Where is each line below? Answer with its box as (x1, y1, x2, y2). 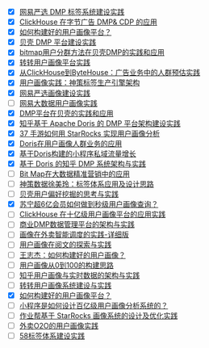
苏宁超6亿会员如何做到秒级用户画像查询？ (19, 199, 159, 209)
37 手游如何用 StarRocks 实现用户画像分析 (19, 128, 161, 138)
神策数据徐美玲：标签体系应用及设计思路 (19, 179, 154, 189)
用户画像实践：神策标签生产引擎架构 (19, 78, 140, 87)
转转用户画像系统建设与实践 (19, 280, 112, 290)
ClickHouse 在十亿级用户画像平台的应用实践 (19, 209, 166, 220)
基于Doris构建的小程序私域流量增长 (19, 149, 136, 158)
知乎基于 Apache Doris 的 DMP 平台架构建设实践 (19, 118, 181, 128)
